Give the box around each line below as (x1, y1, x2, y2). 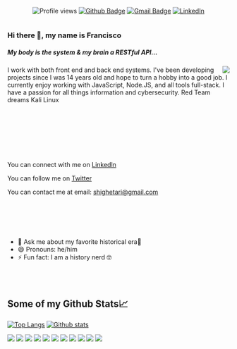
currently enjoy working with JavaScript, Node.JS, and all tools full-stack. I (7, 80, 224, 89)
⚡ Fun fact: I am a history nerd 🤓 (17, 252, 112, 261)
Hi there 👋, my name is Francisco (7, 30, 122, 40)
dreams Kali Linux (7, 95, 59, 104)
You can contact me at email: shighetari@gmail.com (7, 188, 159, 196)
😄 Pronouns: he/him (17, 245, 78, 253)
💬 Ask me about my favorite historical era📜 (17, 237, 142, 246)
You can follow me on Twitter (7, 173, 92, 183)
